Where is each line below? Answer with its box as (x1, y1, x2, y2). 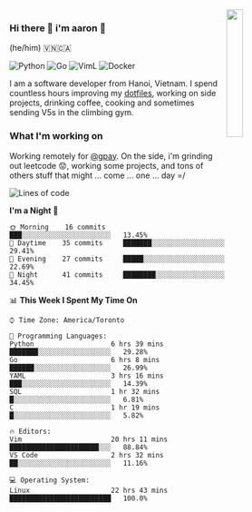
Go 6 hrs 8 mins (9, 355, 160, 364)
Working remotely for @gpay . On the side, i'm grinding (9, 150, 213, 162)
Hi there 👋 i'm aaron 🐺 (9, 22, 106, 34)
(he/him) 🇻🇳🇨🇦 (9, 43, 73, 54)
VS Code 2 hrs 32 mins (9, 450, 165, 459)
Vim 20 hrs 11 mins (9, 435, 169, 444)
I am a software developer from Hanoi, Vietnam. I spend (9, 78, 218, 89)
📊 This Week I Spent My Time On (9, 294, 138, 305)
